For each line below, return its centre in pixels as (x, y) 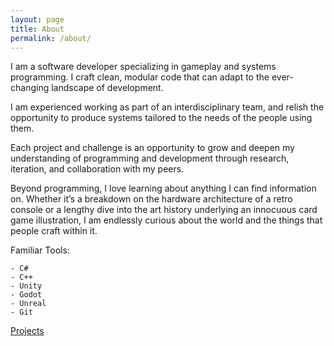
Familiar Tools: (40, 250)
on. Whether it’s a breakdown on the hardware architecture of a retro (151, 199)
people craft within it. (54, 231)
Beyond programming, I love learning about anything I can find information (163, 188)
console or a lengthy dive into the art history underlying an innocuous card (164, 210)
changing (30, 88)
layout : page (37, 19)
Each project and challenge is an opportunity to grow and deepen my (152, 148)
